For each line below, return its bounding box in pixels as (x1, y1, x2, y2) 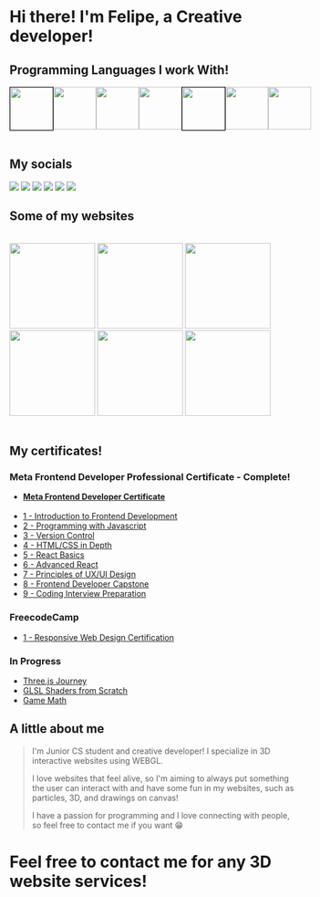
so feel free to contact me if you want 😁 (31, 819, 184, 830)
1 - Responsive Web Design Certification (22, 631, 175, 642)
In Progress (9, 654, 62, 667)
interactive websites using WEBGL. (31, 755, 164, 766)
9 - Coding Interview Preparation (22, 589, 147, 600)
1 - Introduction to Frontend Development (22, 511, 178, 522)
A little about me (9, 721, 105, 736)
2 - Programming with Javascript (22, 520, 147, 531)
